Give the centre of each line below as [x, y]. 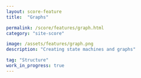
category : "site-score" [35, 33]
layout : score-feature [34, 12]
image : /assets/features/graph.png [50, 44]
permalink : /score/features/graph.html [55, 28]
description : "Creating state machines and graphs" [71, 50]
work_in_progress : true [35, 66]
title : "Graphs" [27, 17]
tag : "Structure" [27, 60]
